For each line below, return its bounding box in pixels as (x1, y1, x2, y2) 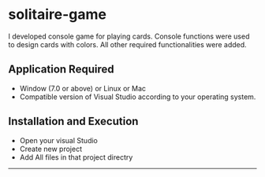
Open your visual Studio (19, 135, 99, 145)
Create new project (19, 144, 83, 153)
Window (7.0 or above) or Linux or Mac (19, 83, 147, 93)
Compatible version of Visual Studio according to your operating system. (19, 92, 256, 101)
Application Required (8, 63, 114, 76)
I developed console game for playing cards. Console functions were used (8, 31, 250, 41)
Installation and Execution (8, 115, 139, 128)
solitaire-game (8, 6, 106, 24)
